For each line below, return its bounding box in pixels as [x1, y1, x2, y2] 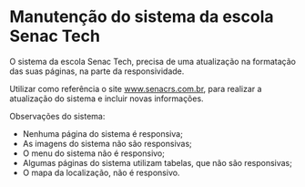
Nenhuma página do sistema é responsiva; [22, 128, 184, 139]
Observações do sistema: [9, 110, 106, 121]
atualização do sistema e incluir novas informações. [9, 93, 204, 104]
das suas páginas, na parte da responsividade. [9, 66, 185, 77]
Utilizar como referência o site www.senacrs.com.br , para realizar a [9, 83, 262, 94]
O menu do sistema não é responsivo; [22, 148, 166, 159]
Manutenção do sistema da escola [9, 6, 274, 27]
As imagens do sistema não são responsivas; [22, 138, 193, 149]
